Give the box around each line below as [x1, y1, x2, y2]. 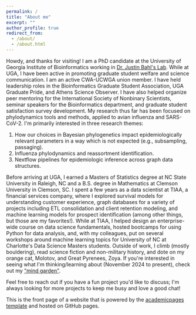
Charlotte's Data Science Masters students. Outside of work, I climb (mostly [6, 242, 190, 249]
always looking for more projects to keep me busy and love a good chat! [6, 284, 181, 292]
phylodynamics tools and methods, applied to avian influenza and [6, 113, 165, 120]
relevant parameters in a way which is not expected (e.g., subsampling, [14, 137, 187, 144]
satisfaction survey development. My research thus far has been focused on [6, 107, 191, 114]
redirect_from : [6, 31, 43, 36]
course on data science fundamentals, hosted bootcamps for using [19, 223, 182, 231]
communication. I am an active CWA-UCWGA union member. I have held [6, 76, 181, 83]
